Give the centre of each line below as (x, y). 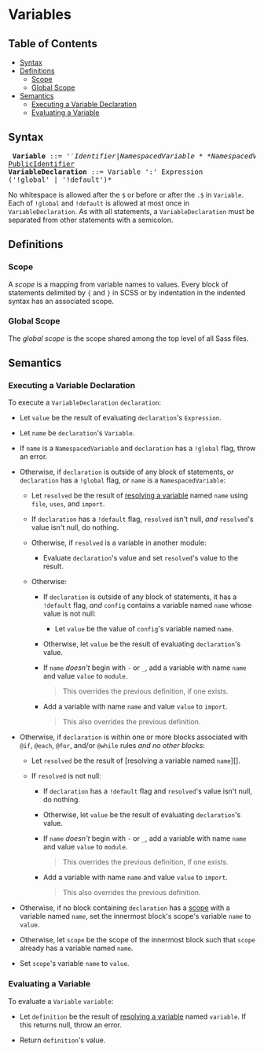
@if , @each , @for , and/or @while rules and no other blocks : (112, 746)
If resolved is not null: (66, 776)
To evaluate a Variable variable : (61, 1001)
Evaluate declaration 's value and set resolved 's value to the (140, 558)
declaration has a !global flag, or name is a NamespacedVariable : (123, 480)
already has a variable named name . (76, 948)
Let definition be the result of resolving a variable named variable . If (133, 1016)
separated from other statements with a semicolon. (91, 220)
